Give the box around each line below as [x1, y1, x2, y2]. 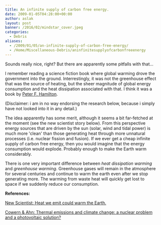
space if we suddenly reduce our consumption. [5, 181, 99, 187]
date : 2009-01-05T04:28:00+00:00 [5, 12, 73, 16]
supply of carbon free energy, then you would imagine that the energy [5, 141, 145, 146]
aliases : [5, 39, 23, 44]
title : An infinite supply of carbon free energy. [5, 7, 109, 12]
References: [5, 190, 30, 196]
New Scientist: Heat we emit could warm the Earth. [5, 200, 106, 206]
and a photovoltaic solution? [5, 214, 61, 220]
